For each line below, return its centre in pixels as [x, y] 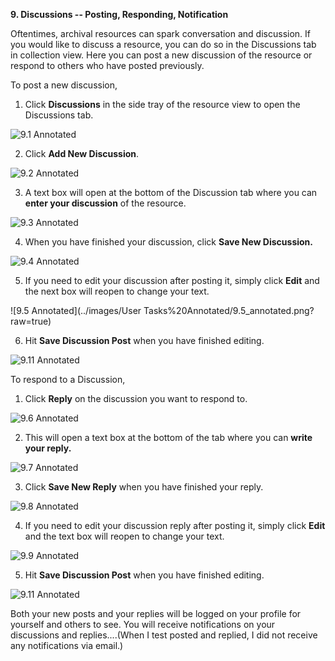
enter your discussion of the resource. [105, 203]
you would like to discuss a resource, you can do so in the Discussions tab [163, 44]
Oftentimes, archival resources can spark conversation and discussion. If [160, 33]
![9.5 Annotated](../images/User [76, 310]
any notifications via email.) [67, 645]
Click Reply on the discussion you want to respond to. [136, 398]
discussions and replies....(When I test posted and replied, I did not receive [164, 635]
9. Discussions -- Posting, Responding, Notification [119, 14]
